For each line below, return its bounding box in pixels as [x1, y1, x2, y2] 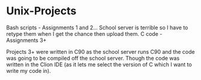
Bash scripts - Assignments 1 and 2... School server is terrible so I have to [6, 24, 188, 31]
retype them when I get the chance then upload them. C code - [6, 30, 163, 37]
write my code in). [6, 67, 51, 74]
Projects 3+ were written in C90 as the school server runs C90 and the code [6, 48, 195, 55]
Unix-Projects [6, 4, 77, 18]
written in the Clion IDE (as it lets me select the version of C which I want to [6, 61, 192, 68]
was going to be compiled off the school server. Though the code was [6, 54, 180, 61]
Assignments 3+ [6, 36, 47, 44]
